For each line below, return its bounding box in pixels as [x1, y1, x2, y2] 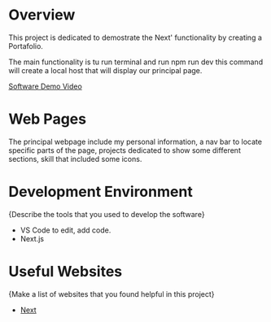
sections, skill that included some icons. [8, 154, 142, 163]
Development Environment [8, 183, 193, 201]
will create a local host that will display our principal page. [8, 65, 203, 75]
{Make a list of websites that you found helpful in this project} [8, 289, 215, 298]
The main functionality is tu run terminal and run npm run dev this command [8, 57, 263, 67]
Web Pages [8, 110, 87, 128]
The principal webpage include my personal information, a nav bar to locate [8, 137, 263, 146]
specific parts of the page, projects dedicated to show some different [8, 145, 242, 155]
